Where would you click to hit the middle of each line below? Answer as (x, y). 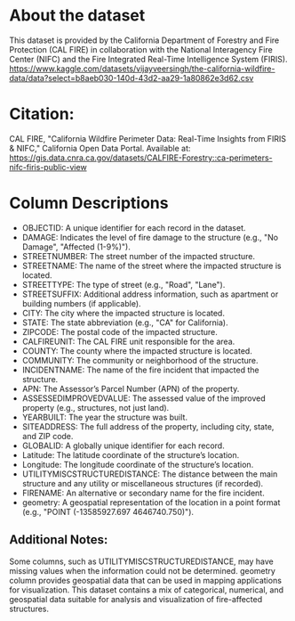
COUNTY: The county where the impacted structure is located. (137, 351)
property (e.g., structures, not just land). (96, 407)
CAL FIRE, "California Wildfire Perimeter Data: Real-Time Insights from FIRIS (148, 138)
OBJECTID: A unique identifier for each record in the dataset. (134, 227)
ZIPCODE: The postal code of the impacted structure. (120, 331)
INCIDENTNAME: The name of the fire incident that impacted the (140, 370)
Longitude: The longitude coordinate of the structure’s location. (138, 464)
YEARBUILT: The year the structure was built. (105, 417)
